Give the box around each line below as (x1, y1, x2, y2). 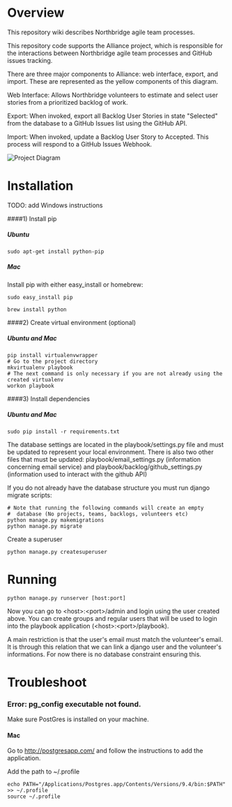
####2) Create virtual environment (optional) (7, 318, 137, 326)
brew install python (7, 306, 68, 313)
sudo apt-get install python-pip (7, 248, 105, 255)
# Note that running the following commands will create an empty (7, 504, 204, 511)
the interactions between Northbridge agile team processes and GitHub (7, 49, 212, 57)
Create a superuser (7, 535, 63, 543)
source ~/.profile (7, 793, 61, 800)
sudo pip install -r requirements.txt (7, 428, 120, 435)
